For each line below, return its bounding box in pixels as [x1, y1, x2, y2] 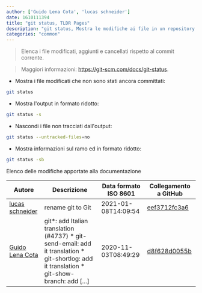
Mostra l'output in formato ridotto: [14, 100, 99, 107]
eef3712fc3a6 [147, 203, 189, 211]
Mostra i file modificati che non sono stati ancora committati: [14, 78, 165, 85]
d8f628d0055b [147, 247, 192, 255]
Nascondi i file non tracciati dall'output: [14, 122, 112, 129]
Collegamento [149, 182, 191, 190]
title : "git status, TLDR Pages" [6, 20, 90, 26]
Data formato [102, 182, 141, 190]
